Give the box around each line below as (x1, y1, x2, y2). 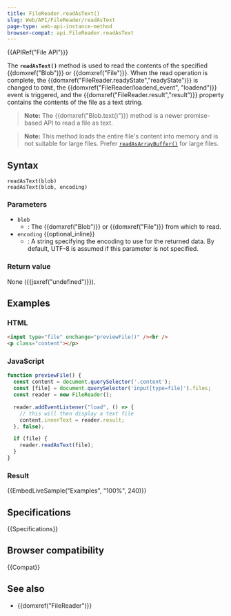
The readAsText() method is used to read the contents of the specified (7, 61, 208, 70)
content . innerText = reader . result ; (19, 416, 125, 424)
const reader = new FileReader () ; (13, 391, 112, 398)
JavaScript (7, 356, 45, 366)
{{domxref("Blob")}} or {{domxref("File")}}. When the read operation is (7, 69, 208, 77)
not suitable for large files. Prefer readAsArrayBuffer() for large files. (23, 139, 219, 148)
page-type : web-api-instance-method (7, 23, 112, 30)
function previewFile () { (7, 372, 81, 379)
